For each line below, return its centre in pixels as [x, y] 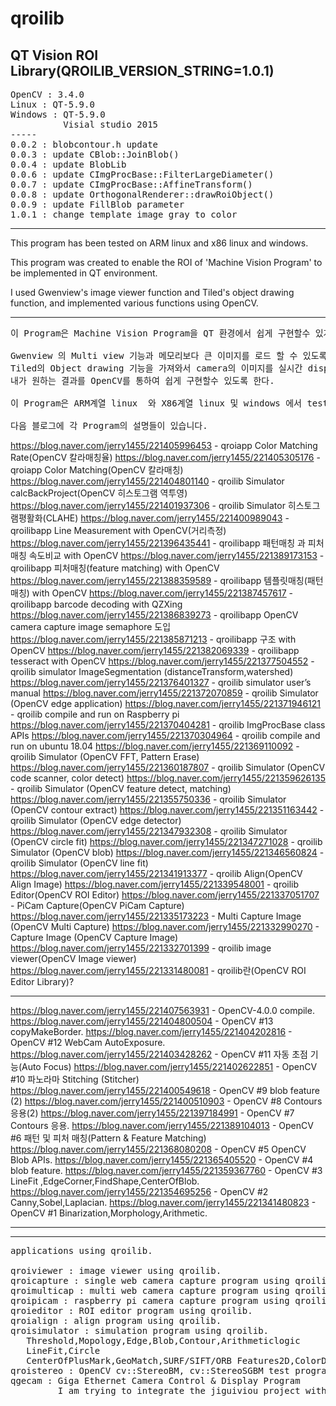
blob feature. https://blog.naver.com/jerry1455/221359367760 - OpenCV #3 [166, 1170]
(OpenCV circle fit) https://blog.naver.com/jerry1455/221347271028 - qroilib [166, 841]
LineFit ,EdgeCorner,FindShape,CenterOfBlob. [105, 1181]
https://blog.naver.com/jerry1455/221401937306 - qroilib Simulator [148, 505]
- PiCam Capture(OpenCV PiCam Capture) [97, 905]
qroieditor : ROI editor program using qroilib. [131, 1310]
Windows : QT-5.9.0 [58, 114]
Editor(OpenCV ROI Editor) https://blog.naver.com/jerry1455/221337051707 [165, 895]
